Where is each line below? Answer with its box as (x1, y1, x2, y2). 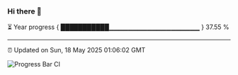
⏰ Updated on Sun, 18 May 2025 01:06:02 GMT (7, 46, 146, 54)
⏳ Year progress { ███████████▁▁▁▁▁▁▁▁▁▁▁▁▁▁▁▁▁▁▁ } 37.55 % (7, 23, 229, 31)
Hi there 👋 (7, 6, 42, 16)
